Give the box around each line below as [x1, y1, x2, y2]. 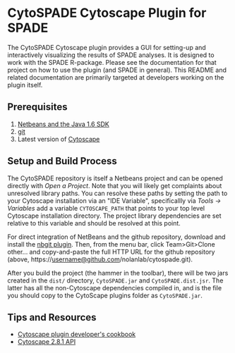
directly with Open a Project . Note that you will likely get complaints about [7, 181, 222, 190]
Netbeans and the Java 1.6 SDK [17, 120, 109, 128]
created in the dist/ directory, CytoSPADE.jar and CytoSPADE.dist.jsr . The [7, 276, 224, 285]
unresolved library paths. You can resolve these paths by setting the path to [7, 189, 228, 197]
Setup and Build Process [7, 155, 118, 167]
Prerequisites [7, 101, 68, 113]
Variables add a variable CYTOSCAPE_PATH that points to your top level [7, 204, 205, 212]
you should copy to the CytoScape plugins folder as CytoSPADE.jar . [7, 291, 203, 299]
